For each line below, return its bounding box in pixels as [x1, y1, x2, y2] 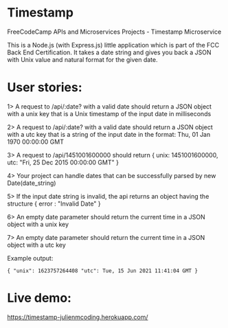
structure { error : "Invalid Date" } [7, 199, 101, 208]
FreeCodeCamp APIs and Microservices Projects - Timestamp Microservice [7, 28, 222, 36]
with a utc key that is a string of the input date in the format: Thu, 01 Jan [7, 130, 211, 138]
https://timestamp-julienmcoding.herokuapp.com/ [7, 313, 149, 321]
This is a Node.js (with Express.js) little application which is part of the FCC [7, 41, 220, 49]
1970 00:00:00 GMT [7, 138, 64, 146]
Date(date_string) [7, 179, 56, 187]
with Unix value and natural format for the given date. [7, 55, 158, 63]
